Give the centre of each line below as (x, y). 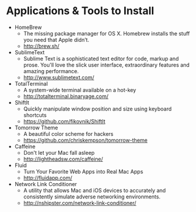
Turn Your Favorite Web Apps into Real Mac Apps (83, 171)
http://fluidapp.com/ (48, 178)
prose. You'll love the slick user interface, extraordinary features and (107, 65)
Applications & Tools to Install (80, 11)
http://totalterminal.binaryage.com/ (66, 96)
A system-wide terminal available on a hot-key (80, 90)
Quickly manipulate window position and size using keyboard (97, 109)
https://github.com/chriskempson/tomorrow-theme (85, 140)
